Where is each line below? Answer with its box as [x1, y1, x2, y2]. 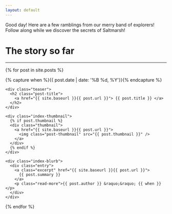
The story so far [5, 45, 75, 56]
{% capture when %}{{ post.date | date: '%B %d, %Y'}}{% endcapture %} [5, 76, 162, 83]
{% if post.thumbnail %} [10, 118, 63, 123]
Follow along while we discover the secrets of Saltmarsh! [5, 27, 125, 33]
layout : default [5, 7, 40, 13]
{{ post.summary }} [18, 172, 60, 177]
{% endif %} [10, 145, 36, 150]
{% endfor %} [5, 203, 35, 209]
